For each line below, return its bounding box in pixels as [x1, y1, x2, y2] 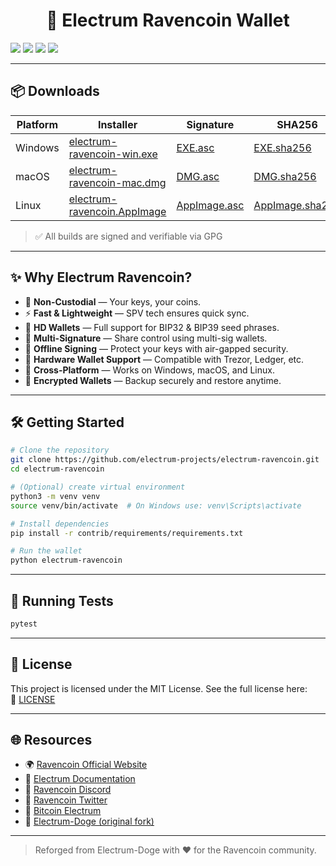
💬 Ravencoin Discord [24, 784, 112, 796]
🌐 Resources [10, 732, 93, 749]
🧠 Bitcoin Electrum [24, 805, 102, 817]
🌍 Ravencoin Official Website [24, 759, 148, 771]
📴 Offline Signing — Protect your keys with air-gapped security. [24, 342, 289, 354]
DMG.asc [176, 169, 220, 183]
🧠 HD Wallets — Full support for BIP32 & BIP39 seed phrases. [24, 321, 280, 333]
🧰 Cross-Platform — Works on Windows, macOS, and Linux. [24, 364, 275, 376]
